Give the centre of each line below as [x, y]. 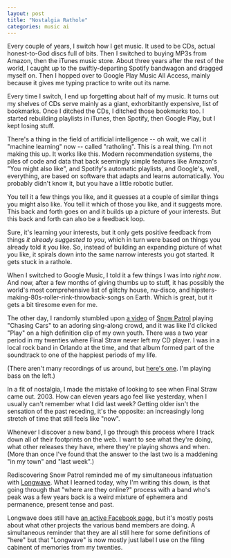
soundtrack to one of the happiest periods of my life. [82, 355]
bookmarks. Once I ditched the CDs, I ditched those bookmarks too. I [105, 111]
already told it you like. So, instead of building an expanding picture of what [115, 247]
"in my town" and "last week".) [51, 462]
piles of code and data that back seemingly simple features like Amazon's [112, 162]
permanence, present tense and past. [61, 505]
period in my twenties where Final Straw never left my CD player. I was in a [113, 340]
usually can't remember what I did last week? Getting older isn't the [103, 404]
